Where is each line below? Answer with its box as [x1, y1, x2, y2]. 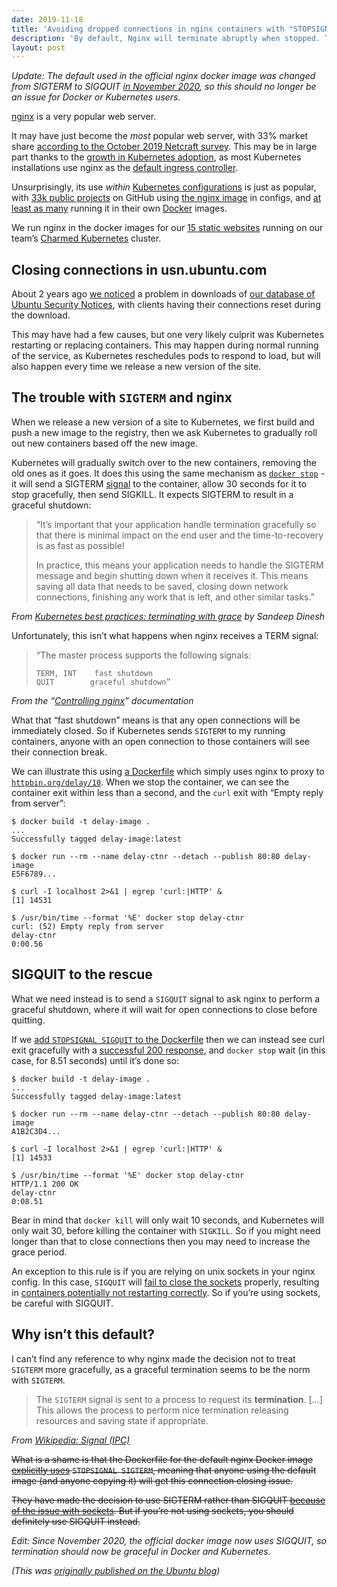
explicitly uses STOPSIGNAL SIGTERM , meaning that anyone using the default [11, 1464, 317, 1476]
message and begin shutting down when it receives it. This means [35, 569, 309, 581]
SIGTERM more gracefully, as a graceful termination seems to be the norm [11, 1363, 311, 1375]
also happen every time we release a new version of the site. [11, 361, 262, 373]
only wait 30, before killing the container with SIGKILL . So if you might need [11, 1224, 321, 1236]
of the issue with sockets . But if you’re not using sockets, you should [11, 1504, 294, 1516]
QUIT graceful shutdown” [35, 677, 171, 687]
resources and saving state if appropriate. [35, 1414, 209, 1426]
